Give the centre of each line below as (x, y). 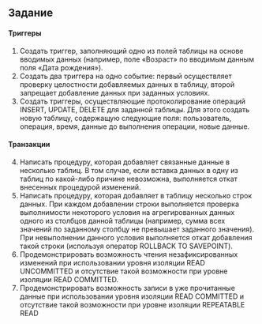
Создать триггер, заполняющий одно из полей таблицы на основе (131, 51)
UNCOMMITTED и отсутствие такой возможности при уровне (124, 271)
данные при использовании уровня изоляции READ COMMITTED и (132, 296)
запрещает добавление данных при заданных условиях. (115, 92)
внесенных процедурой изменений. (80, 187)
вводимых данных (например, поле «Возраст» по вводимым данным (137, 59)
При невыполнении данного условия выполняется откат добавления (136, 237)
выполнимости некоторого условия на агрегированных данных (127, 212)
